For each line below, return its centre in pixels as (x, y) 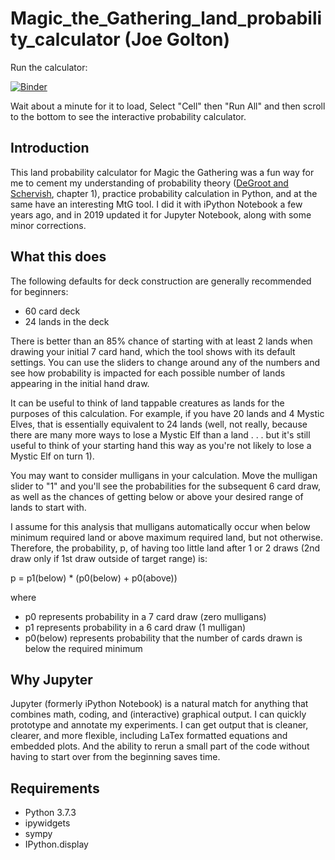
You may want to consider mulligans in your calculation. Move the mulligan (164, 475)
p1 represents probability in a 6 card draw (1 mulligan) (135, 627)
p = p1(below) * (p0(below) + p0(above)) (94, 578)
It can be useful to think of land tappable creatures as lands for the (147, 403)
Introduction (50, 148)
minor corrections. (48, 225)
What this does (58, 257)
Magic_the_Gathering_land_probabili (166, 18)
